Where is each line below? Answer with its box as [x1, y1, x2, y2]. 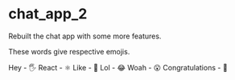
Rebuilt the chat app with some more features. [8, 31, 162, 41]
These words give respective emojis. [8, 46, 130, 56]
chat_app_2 [8, 5, 88, 23]
